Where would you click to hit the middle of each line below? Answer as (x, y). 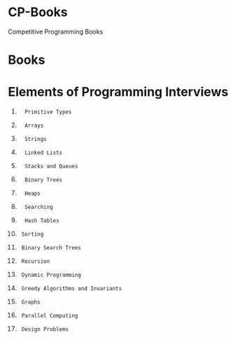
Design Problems (45, 329)
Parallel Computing (50, 316)
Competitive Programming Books (56, 32)
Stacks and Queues (51, 166)
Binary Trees (44, 180)
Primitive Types (48, 112)
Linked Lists (44, 153)
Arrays (34, 126)
